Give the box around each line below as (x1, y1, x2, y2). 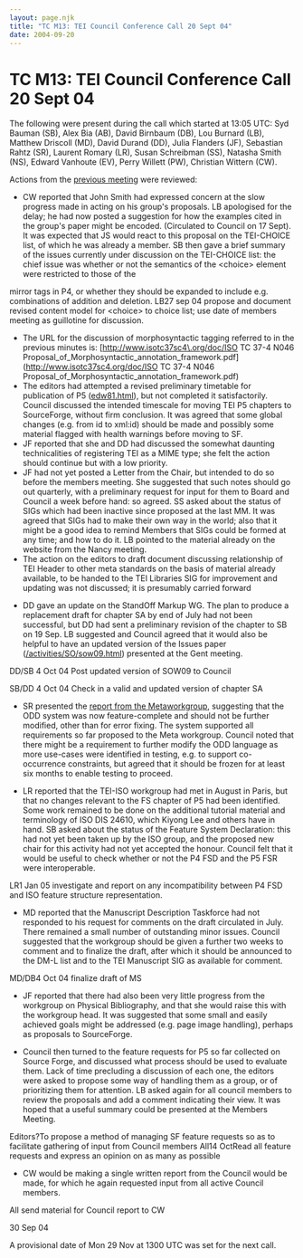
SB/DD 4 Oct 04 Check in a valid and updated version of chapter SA (9, 683, 264, 694)
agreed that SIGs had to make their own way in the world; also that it (22, 515, 278, 526)
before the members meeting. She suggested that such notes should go (22, 477, 291, 488)
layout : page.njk (9, 13, 75, 23)
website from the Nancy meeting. (22, 544, 147, 555)
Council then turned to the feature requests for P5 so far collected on (22, 1046, 280, 1057)
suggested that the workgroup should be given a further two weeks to (22, 936, 284, 947)
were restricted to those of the (22, 269, 137, 280)
